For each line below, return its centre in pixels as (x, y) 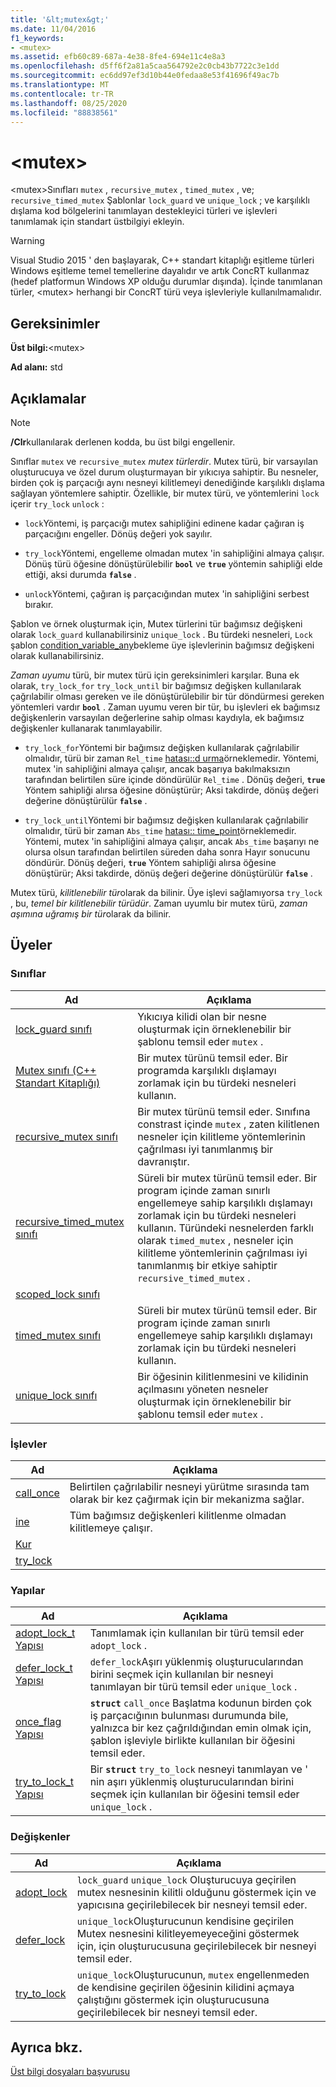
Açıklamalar (48, 398)
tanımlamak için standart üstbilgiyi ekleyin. (97, 222)
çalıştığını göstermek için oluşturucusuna (173, 1999)
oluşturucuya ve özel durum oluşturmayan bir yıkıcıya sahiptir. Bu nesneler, (164, 472)
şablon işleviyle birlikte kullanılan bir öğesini (192, 1741)
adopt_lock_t (45, 1633)
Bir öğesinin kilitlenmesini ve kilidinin (223, 1376)
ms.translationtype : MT (60, 85)
